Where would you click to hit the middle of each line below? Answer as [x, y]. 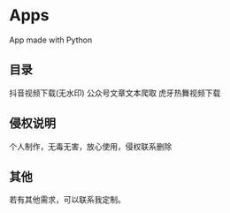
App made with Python [51, 40]
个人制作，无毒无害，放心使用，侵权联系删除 [91, 146]
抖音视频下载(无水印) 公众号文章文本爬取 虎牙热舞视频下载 [115, 93]
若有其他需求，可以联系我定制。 [67, 200]
